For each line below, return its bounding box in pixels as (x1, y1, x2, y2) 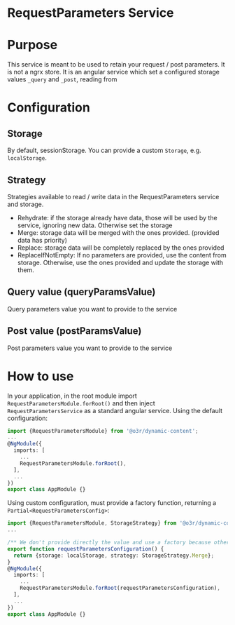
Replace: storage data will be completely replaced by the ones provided (17, 243, 225, 252)
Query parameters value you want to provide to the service (7, 304, 178, 313)
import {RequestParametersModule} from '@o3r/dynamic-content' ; (7, 427, 199, 434)
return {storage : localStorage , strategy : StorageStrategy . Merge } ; (13, 552, 215, 559)
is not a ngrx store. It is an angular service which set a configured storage (7, 68, 220, 76)
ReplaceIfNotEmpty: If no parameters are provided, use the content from (17, 250, 227, 259)
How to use (7, 368, 74, 384)
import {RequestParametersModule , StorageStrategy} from (7, 520, 177, 527)
